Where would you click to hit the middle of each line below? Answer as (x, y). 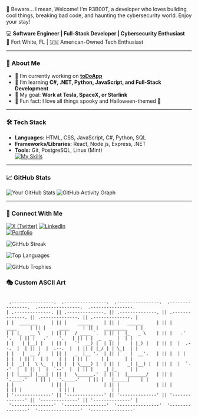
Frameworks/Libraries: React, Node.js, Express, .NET (80, 144)
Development (32, 89)
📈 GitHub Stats (29, 177)
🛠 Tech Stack (26, 122)
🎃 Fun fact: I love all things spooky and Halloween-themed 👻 (88, 101)
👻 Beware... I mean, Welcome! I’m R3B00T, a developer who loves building (96, 9)
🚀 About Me (23, 63)
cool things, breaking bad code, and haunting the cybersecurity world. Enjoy (99, 15)
